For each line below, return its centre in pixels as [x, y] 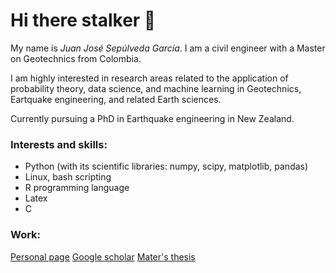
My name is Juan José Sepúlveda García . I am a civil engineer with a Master [168, 48]
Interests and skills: [59, 144]
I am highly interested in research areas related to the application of [149, 78]
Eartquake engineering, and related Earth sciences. [116, 99]
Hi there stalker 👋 [83, 20]
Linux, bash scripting [68, 177]
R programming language [77, 188]
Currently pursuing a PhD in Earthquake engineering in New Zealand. [152, 118]
